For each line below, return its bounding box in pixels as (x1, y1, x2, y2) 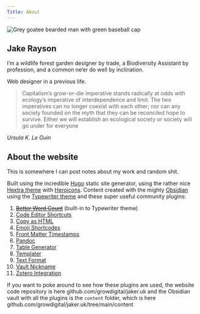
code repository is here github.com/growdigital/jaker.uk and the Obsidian (7, 288, 191, 295)
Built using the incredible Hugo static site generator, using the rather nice (7, 180, 191, 187)
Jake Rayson (7, 43, 57, 54)
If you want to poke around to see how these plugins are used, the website (7, 282, 195, 289)
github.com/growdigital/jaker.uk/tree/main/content (7, 301, 134, 309)
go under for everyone (21, 122, 79, 130)
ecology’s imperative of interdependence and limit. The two (21, 96, 171, 104)
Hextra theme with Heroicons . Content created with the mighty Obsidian (7, 186, 188, 194)
